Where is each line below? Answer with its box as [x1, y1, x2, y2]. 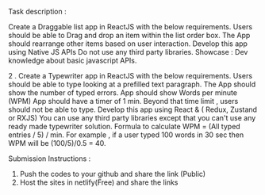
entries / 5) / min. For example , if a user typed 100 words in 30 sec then [8, 130, 244, 140]
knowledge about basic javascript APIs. [8, 55, 137, 65]
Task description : [8, 7, 67, 16]
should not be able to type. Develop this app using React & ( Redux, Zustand [8, 105, 258, 114]
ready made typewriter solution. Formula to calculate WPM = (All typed [8, 122, 240, 131]
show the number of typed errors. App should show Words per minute [8, 88, 238, 97]
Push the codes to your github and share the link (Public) [19, 170, 206, 178]
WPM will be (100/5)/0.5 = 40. [8, 139, 106, 147]
